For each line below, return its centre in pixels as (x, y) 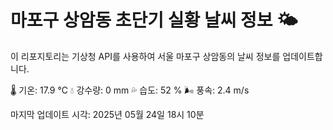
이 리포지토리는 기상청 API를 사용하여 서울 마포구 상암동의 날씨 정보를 (145, 56)
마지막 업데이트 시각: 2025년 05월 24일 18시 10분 (107, 114)
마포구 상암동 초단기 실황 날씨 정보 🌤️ (154, 20)
